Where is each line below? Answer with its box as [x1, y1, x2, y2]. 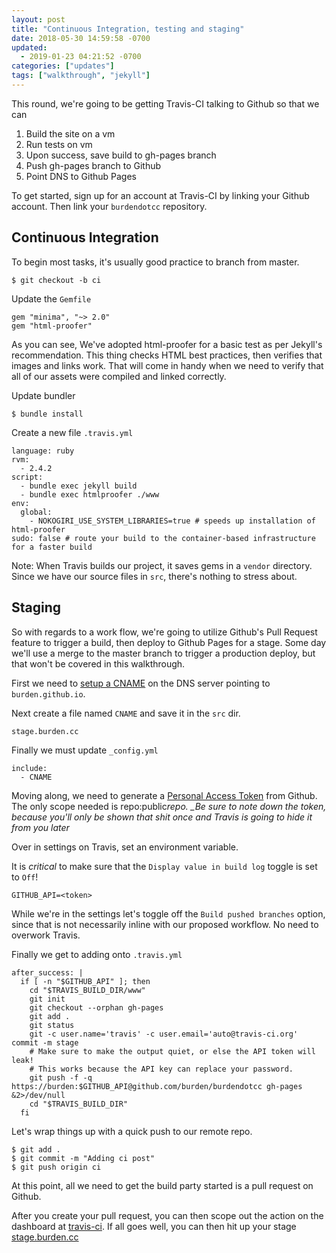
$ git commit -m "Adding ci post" [11, 1153, 156, 1163]
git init [29, 994, 66, 1004]
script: [11, 472, 44, 482]
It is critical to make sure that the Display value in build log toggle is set [11, 860, 318, 872]
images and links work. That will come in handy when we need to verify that [11, 359, 324, 371]
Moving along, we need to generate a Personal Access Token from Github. [11, 789, 318, 801]
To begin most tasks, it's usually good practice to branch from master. [11, 256, 300, 268]
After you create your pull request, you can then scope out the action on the [11, 1209, 324, 1221]
